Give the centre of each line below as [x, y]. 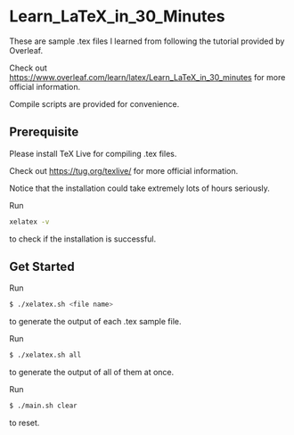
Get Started [42, 267]
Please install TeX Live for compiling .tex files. [93, 153]
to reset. [24, 423]
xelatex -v [29, 222]
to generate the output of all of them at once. [92, 373]
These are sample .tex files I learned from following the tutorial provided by [147, 41]
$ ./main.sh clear [43, 406]
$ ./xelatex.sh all [45, 355]
